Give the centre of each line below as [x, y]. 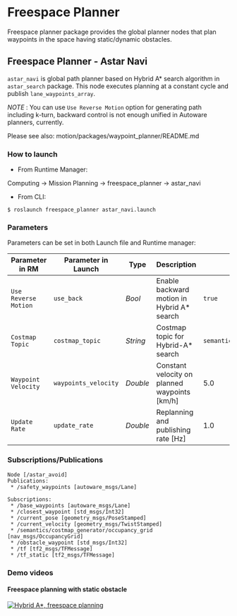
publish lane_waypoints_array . [51, 93]
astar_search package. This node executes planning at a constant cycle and [118, 86]
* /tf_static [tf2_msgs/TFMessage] [62, 555]
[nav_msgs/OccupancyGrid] [45, 536]
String [136, 341]
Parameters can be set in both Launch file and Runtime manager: [102, 243]
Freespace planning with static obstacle [67, 589]
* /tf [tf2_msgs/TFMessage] [51, 549]
